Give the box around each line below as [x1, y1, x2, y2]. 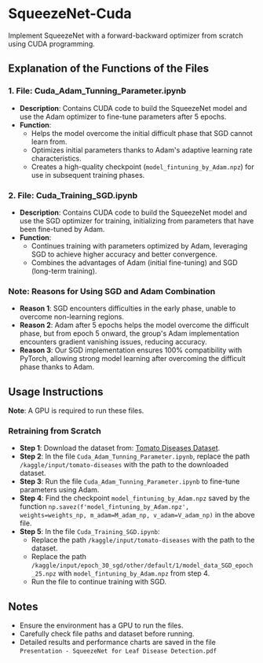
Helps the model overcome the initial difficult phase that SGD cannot [31, 128, 253, 138]
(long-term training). [31, 266, 97, 275]
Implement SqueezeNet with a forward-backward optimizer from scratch [8, 31, 243, 40]
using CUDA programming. [8, 39, 96, 48]
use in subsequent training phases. [31, 170, 145, 179]
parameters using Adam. [19, 485, 100, 495]
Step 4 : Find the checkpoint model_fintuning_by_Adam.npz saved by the [19, 493, 250, 503]
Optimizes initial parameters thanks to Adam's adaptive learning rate [31, 145, 253, 154]
